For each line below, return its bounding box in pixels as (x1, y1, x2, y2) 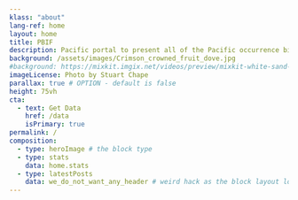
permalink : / (9, 128, 58, 137)
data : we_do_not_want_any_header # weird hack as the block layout (25, 178, 279, 187)
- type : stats (17, 152, 69, 162)
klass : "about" (9, 12, 66, 22)
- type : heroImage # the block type (17, 144, 153, 153)
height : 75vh (9, 87, 58, 96)
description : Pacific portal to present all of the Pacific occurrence (9, 46, 279, 55)
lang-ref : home (9, 21, 66, 30)
